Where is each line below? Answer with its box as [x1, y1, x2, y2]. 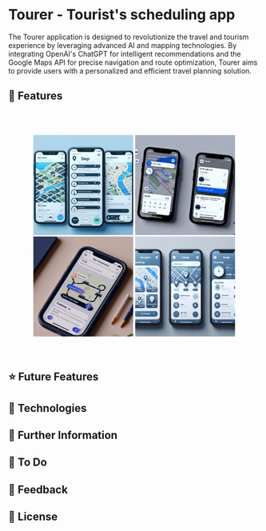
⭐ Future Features [8, 370, 99, 384]
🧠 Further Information [8, 428, 118, 441]
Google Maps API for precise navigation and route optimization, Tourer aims [8, 58, 258, 67]
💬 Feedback [8, 482, 68, 497]
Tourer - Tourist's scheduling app [8, 6, 236, 24]
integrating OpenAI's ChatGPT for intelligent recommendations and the [8, 49, 241, 58]
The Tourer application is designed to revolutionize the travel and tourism [8, 32, 249, 42]
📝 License [8, 510, 58, 524]
